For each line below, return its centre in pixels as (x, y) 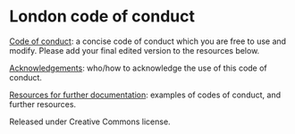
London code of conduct (102, 17)
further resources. (43, 104)
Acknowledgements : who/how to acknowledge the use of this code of (139, 68)
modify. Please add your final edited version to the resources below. (135, 50)
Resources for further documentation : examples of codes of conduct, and (145, 95)
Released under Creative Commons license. (90, 121)
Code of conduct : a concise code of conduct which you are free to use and (148, 41)
